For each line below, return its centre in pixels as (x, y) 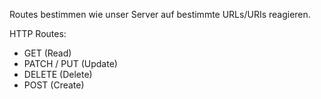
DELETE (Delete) (58, 74)
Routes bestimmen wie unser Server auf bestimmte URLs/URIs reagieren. (160, 14)
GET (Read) (47, 53)
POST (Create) (54, 85)
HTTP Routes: (38, 33)
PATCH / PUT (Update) (70, 63)
